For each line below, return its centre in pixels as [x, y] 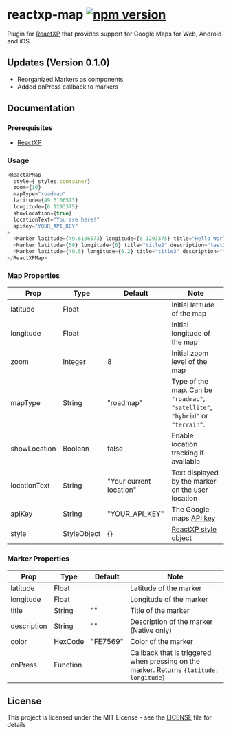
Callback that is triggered [171, 652]
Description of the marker [172, 621]
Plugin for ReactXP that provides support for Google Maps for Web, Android [114, 34]
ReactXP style [194, 530]
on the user [190, 490]
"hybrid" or [190, 416]
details [16, 725]
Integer [74, 362]
